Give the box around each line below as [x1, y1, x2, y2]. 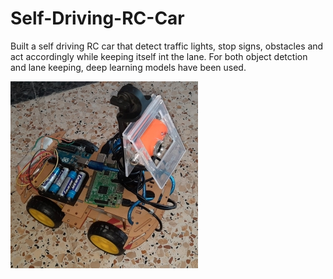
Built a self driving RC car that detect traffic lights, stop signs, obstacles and [10, 40, 324, 52]
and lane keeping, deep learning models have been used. [10, 61, 247, 73]
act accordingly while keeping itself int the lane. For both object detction [10, 50, 308, 62]
